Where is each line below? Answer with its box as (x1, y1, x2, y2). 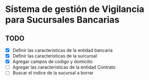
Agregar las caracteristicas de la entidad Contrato (12, 64, 116, 70)
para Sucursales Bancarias (5, 14, 119, 25)
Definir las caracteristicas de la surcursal (12, 53, 97, 59)
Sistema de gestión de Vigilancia (5, 3, 144, 15)
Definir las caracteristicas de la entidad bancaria (12, 47, 113, 53)
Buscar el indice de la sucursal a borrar (12, 70, 94, 76)
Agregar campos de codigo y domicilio (12, 58, 93, 64)
